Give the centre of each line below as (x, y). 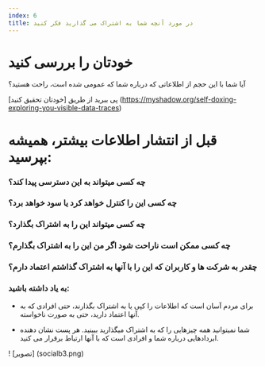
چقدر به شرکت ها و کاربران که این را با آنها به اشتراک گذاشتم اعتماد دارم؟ (133, 267)
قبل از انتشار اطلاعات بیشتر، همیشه (113, 140)
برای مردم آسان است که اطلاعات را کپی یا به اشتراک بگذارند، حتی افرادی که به (136, 306)
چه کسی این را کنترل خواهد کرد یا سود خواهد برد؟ (92, 203)
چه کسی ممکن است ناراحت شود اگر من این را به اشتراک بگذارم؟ (119, 245)
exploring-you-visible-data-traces (64, 108)
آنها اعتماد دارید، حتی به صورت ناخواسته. (80, 314)
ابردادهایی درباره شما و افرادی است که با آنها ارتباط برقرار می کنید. (119, 337)
